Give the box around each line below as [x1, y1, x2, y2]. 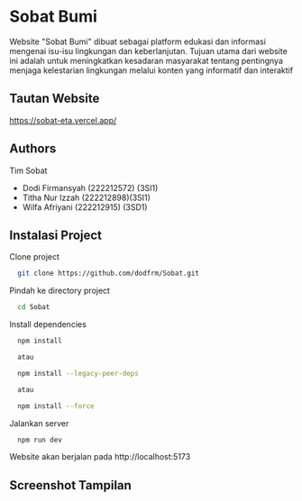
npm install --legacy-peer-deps [17, 369, 140, 378]
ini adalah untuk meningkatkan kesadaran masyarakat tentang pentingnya [9, 55, 284, 66]
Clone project [9, 251, 60, 262]
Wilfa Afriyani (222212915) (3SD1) [22, 201, 148, 213]
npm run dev [17, 435, 63, 444]
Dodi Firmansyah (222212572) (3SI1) [22, 182, 159, 193]
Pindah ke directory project [9, 286, 111, 296]
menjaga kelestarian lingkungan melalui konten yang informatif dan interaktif [9, 65, 294, 76]
